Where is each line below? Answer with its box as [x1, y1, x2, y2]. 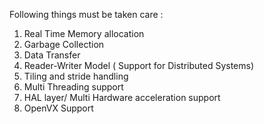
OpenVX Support [23, 102, 94, 114]
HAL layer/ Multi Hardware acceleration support [23, 92, 221, 103]
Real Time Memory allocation [23, 28, 145, 39]
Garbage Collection [23, 39, 105, 50]
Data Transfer [23, 49, 81, 61]
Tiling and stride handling [23, 70, 129, 82]
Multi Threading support [23, 81, 124, 93]
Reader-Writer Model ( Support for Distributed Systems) [23, 60, 255, 71]
